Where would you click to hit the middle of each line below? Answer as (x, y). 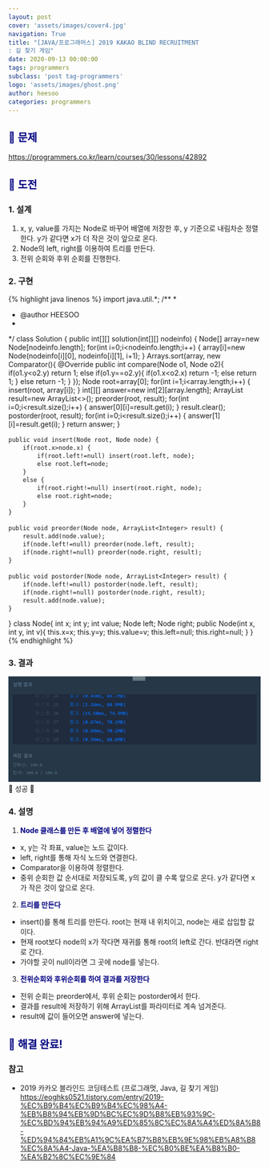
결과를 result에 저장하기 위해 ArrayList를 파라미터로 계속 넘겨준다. (123, 1006)
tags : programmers (39, 68)
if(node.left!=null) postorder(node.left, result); (110, 585)
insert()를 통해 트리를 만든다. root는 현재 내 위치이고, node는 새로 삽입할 (133, 922)
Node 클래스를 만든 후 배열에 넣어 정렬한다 (86, 831)
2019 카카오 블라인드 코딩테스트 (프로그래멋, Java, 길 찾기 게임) (119, 1088)
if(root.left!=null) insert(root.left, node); (116, 456)
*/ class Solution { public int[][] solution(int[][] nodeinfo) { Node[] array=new (134, 339)
